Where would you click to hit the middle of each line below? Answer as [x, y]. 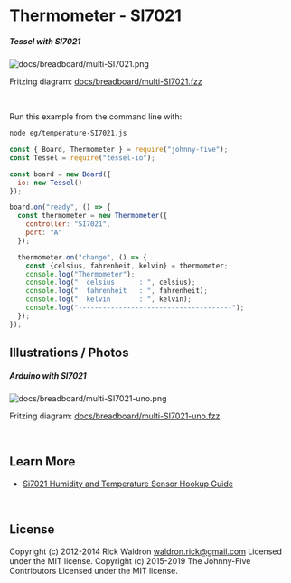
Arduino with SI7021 [48, 375]
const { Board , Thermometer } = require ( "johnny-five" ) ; [119, 150]
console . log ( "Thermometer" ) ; [80, 274]
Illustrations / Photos [69, 353]
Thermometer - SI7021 [96, 16]
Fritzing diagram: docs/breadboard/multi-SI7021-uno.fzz [115, 416]
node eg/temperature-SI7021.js [68, 133]
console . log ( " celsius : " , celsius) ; [111, 282]
